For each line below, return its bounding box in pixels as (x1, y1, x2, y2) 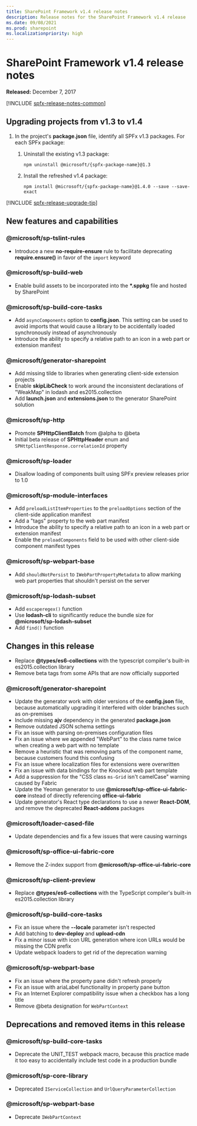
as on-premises (14, 711, 53, 718)
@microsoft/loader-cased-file (6, 819, 94, 827)
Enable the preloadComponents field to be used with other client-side (14, 536, 180, 543)
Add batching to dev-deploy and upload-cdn (14, 930, 126, 937)
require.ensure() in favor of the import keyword (14, 254, 132, 261)
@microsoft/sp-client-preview (6, 876, 96, 884)
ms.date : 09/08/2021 (6, 20, 57, 25)
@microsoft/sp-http (6, 416, 65, 424)
